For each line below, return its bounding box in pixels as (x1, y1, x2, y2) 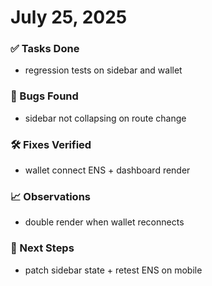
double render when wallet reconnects (24, 216, 185, 228)
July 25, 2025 (10, 6, 128, 29)
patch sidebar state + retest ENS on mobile (24, 264, 203, 276)
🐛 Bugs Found (10, 89, 79, 103)
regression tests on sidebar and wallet (24, 64, 183, 76)
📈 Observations (10, 190, 91, 203)
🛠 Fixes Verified (10, 137, 92, 151)
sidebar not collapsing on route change (24, 112, 187, 124)
